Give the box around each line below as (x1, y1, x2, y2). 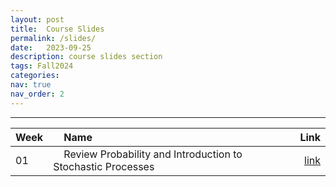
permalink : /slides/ (10, 33, 97, 43)
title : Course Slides (10, 24, 105, 34)
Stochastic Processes (53, 159, 155, 173)
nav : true (10, 80, 52, 90)
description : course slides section (10, 52, 163, 62)
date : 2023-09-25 (10, 42, 92, 53)
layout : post (10, 14, 65, 25)
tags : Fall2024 (10, 61, 74, 71)
